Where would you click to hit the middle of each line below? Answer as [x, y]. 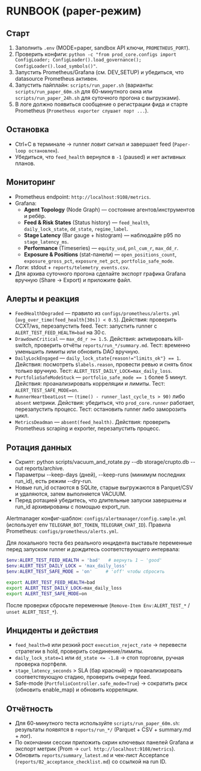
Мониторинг [31, 182]
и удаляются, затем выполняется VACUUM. [70, 494]
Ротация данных [39, 447]
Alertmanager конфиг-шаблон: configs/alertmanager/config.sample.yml [96, 519]
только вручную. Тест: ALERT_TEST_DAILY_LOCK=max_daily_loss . [94, 371]
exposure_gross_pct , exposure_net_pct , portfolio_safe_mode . [99, 261]
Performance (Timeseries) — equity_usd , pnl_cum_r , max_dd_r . [101, 248]
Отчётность [30, 709]
